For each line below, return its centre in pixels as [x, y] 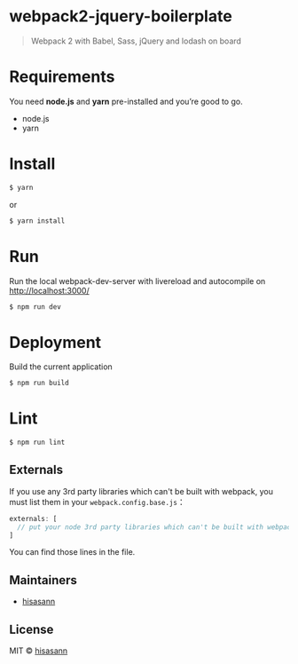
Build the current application [61, 367]
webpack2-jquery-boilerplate [121, 16]
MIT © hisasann [39, 651]
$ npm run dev [35, 307]
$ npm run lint [37, 443]
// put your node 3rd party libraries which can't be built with [141, 527]
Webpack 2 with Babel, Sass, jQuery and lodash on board [136, 41]
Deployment [55, 342]
